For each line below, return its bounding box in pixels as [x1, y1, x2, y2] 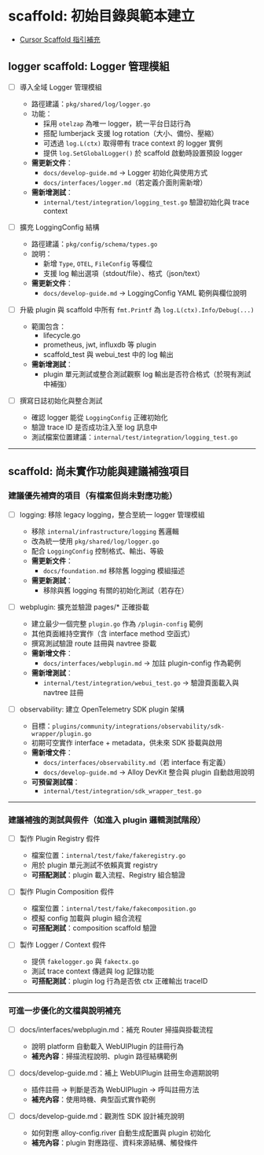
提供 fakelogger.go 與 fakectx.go [31, 957, 140, 966]
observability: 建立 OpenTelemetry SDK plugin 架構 [19, 704, 185, 714]
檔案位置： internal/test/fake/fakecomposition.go [31, 903, 196, 913]
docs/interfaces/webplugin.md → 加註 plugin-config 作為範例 [42, 658, 241, 668]
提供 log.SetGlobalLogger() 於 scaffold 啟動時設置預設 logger [42, 148, 243, 157]
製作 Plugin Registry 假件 [19, 834, 101, 844]
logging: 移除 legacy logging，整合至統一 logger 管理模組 [19, 509, 205, 519]
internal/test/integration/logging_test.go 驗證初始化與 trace [42, 197, 250, 207]
